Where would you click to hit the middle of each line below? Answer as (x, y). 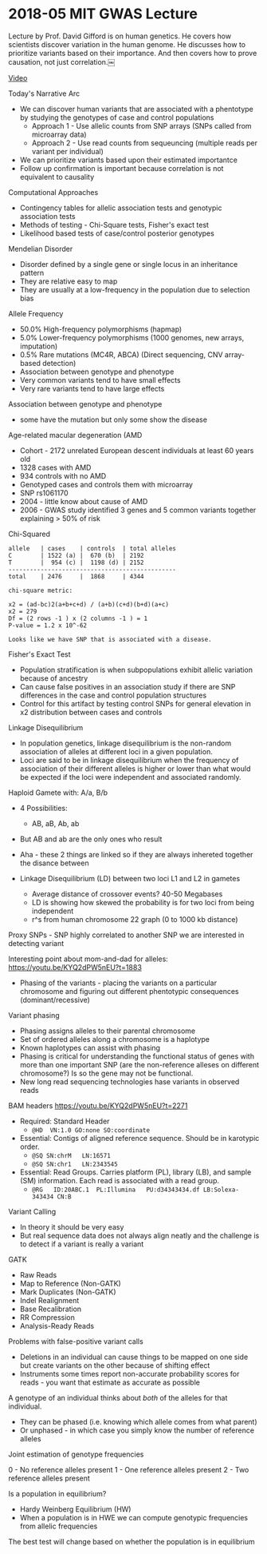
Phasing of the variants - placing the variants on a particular (118, 983)
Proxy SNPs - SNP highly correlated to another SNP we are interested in (126, 935)
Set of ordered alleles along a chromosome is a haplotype (114, 1039)
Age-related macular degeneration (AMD (75, 435)
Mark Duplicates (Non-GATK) (68, 1292)
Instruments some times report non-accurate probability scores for (130, 1373)
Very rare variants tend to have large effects (92, 388)
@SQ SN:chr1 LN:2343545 (75, 1164)
